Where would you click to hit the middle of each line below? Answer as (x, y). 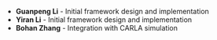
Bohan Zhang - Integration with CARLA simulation (97, 28)
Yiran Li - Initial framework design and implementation (104, 20)
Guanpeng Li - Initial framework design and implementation (112, 11)
